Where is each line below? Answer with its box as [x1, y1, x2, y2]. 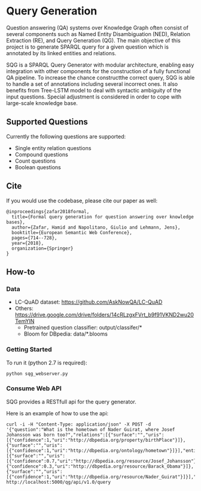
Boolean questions [14, 163, 61, 170]
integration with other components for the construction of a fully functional [6, 67, 191, 74]
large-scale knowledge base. [6, 99, 78, 106]
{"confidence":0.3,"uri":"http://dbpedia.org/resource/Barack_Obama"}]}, [6, 463, 194, 469]
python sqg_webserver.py [6, 370, 68, 376]
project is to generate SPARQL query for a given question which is [6, 43, 169, 50]
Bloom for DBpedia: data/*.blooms [23, 330, 108, 337]
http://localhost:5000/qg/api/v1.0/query [6, 479, 111, 485]
